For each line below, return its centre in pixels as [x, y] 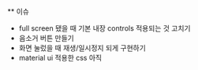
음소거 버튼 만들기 [46, 38]
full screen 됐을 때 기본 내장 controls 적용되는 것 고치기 [105, 28]
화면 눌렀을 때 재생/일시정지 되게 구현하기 [82, 48]
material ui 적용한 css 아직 [60, 58]
